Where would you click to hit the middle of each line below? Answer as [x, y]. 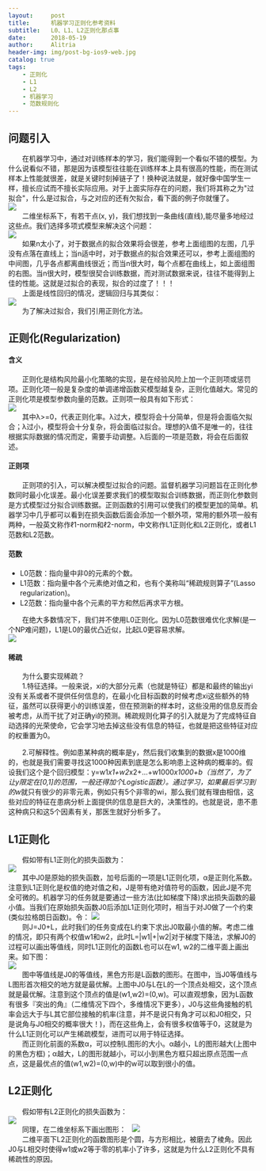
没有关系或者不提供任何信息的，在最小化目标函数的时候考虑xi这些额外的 [125, 696]
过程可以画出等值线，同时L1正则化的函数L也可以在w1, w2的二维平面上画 [125, 946]
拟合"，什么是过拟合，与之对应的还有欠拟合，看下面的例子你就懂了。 [121, 198]
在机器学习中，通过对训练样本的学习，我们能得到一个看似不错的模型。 [137, 158]
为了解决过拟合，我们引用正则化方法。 [85, 310]
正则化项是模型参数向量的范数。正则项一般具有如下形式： [102, 399]
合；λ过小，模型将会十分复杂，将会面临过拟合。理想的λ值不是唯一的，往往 [131, 426]
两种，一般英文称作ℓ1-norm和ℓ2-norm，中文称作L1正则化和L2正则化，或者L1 [132, 524]
